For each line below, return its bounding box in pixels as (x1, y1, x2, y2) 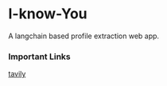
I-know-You (8, 5, 87, 23)
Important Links (8, 51, 71, 62)
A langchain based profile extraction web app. (8, 31, 160, 41)
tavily (8, 69, 26, 79)
